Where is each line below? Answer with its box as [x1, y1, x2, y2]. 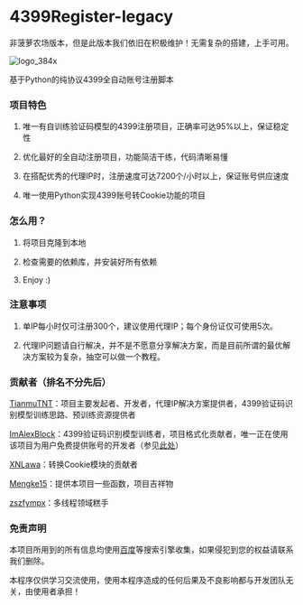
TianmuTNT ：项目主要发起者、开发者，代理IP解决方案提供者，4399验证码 [9, 398, 286, 409]
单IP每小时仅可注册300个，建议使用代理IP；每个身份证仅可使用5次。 [22, 321, 278, 331]
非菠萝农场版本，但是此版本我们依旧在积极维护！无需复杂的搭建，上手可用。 [9, 37, 294, 48]
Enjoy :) [22, 274, 51, 285]
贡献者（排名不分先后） [9, 376, 111, 388]
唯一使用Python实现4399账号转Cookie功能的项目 [22, 190, 206, 200]
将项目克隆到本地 [22, 237, 87, 247]
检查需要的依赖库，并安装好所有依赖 [22, 256, 158, 267]
